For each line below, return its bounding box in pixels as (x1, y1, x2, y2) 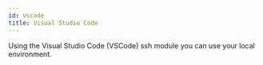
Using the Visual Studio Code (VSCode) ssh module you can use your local (8, 40, 256, 50)
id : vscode (8, 11, 45, 20)
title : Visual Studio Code (8, 19, 98, 27)
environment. (8, 49, 52, 59)
